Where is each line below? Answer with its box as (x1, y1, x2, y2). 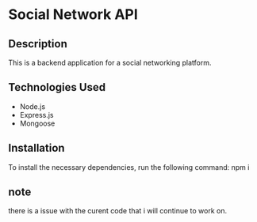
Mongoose (19, 119, 56, 128)
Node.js (19, 101, 46, 111)
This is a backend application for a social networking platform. (8, 58, 212, 67)
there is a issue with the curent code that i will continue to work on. (8, 206, 228, 216)
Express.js (19, 110, 54, 119)
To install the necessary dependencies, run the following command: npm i (8, 162, 250, 171)
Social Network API (8, 6, 139, 24)
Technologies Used (8, 81, 105, 94)
